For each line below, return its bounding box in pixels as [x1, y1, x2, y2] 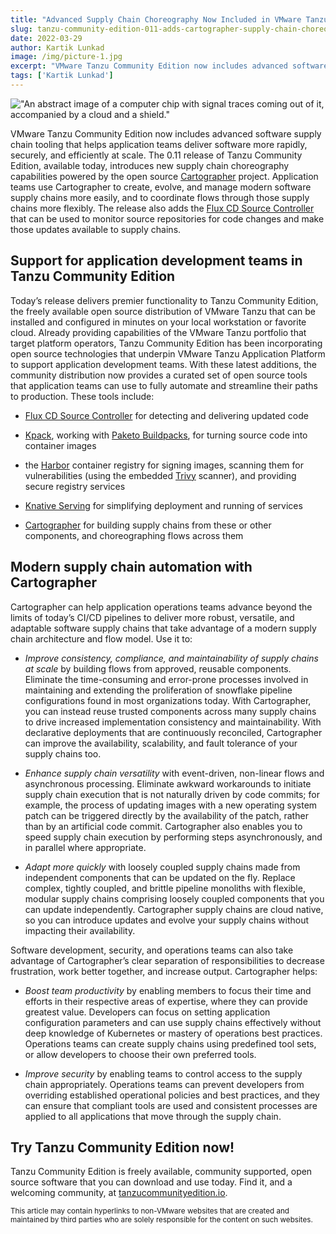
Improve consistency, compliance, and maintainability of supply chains [24, 652, 319, 664]
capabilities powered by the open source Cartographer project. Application [10, 170, 319, 182]
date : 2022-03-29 [10, 33, 83, 43]
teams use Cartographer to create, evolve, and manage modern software [10, 181, 312, 193]
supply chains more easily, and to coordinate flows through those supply [10, 191, 310, 203]
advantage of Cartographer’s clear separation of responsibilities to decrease [10, 954, 325, 966]
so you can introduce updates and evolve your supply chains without [24, 914, 310, 926]
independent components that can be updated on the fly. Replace [24, 871, 296, 883]
